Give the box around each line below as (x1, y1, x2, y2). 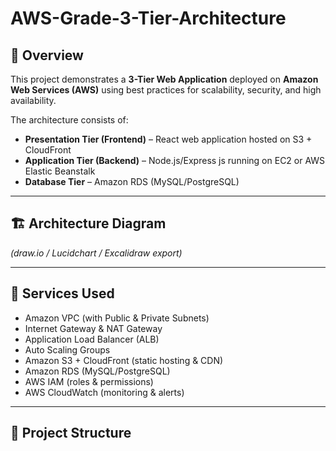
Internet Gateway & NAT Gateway (24, 322, 163, 334)
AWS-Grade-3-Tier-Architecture (10, 7, 287, 30)
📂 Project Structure (10, 425, 132, 442)
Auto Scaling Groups (24, 343, 111, 356)
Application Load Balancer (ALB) (24, 333, 160, 345)
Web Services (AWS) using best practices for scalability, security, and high (10, 84, 322, 96)
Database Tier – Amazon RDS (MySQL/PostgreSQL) (24, 176, 240, 187)
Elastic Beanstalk (24, 165, 96, 177)
